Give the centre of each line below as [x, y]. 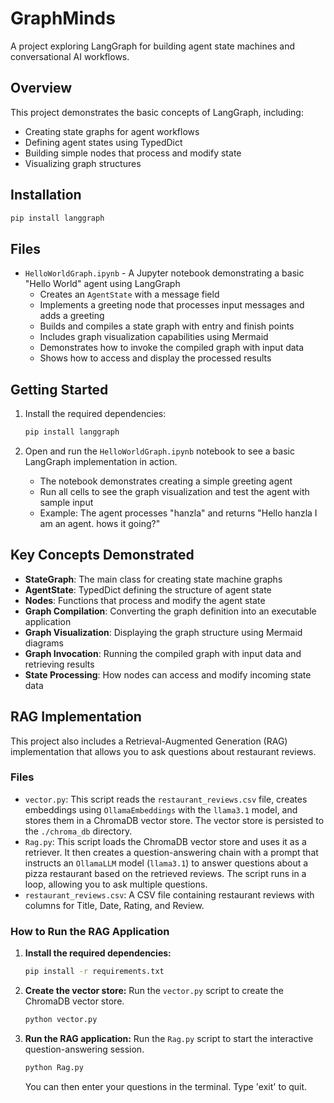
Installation [46, 195]
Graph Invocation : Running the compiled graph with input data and [163, 653]
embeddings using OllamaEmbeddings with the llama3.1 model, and [161, 809]
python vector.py [61, 1020]
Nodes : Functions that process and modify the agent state [145, 600]
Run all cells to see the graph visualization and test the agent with [174, 491]
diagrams [44, 643]
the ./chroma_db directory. [78, 831]
